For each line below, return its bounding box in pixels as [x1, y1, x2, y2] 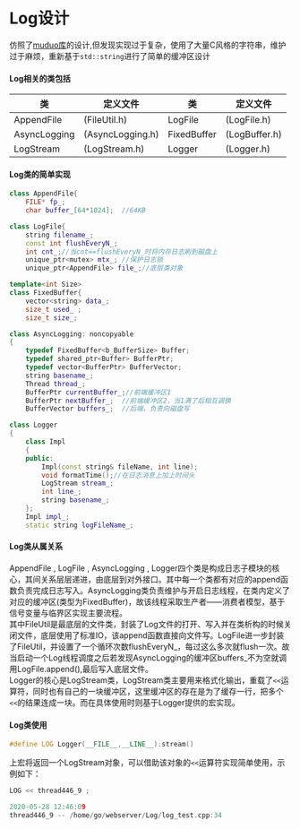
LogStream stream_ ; [41, 479, 115, 488]
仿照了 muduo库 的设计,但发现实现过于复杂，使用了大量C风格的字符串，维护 [9, 39, 287, 50]
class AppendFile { [9, 189, 78, 198]
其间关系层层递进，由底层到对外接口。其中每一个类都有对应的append [24, 574, 281, 584]
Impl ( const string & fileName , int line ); [41, 462, 199, 471]
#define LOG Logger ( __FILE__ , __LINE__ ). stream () [9, 740, 194, 749]
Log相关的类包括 [9, 73, 72, 83]
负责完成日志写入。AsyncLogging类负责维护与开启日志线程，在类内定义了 [16, 584, 290, 596]
